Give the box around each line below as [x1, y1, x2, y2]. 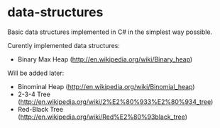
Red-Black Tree [17, 105, 64, 113]
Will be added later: [7, 69, 65, 77]
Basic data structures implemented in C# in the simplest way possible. [7, 28, 213, 36]
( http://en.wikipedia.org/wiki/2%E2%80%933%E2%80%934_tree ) [17, 97, 214, 106]
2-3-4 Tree [17, 90, 51, 98]
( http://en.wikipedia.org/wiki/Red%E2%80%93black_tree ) [17, 112, 188, 121]
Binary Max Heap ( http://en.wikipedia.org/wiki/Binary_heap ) [17, 54, 193, 64]
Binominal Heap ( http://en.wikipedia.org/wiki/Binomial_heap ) [17, 82, 195, 91]
